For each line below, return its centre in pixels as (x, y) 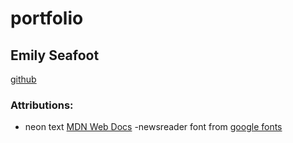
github (23, 79)
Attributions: (42, 105)
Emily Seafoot (55, 55)
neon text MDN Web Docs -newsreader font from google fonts (153, 127)
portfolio (47, 18)
